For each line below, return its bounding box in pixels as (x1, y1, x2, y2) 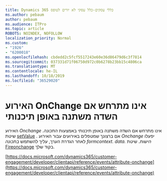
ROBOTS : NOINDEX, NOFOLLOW (5, 31, 62, 36)
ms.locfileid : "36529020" (5, 78, 60, 83)
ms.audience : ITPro (5, 21, 47, 27)
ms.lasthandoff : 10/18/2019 (5, 74, 65, 79)
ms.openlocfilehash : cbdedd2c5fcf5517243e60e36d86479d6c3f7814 (5, 54, 142, 60)
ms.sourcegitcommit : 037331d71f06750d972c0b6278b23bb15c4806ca (5, 59, 142, 64)
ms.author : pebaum (5, 12, 44, 17)
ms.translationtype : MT (5, 64, 56, 69)
